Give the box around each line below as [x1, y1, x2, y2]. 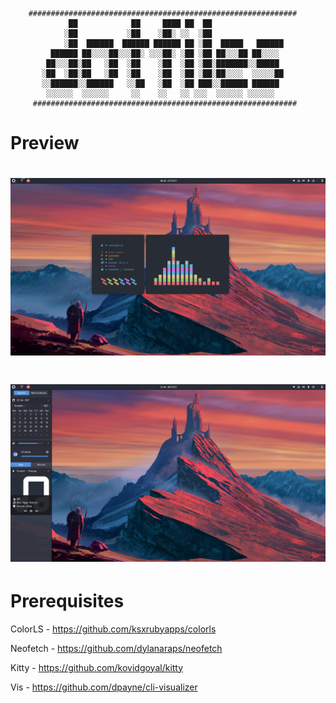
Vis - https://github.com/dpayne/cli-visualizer [10, 681, 198, 693]
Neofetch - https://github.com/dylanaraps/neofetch [10, 642, 223, 654]
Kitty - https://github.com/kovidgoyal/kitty [10, 661, 184, 673]
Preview [10, 132, 80, 155]
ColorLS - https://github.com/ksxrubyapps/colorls [10, 623, 217, 635]
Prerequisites [10, 589, 125, 612]
